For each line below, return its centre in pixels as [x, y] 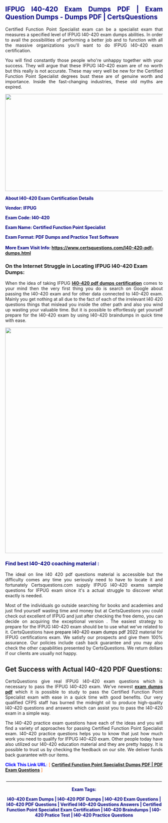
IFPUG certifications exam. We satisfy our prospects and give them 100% [84, 637]
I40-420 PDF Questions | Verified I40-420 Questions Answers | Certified [84, 804]
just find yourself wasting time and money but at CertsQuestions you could [84, 611]
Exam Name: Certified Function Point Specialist [55, 227]
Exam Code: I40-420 [27, 217]
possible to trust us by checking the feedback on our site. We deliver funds [84, 750]
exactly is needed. [24, 596]
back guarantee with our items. [37, 755]
